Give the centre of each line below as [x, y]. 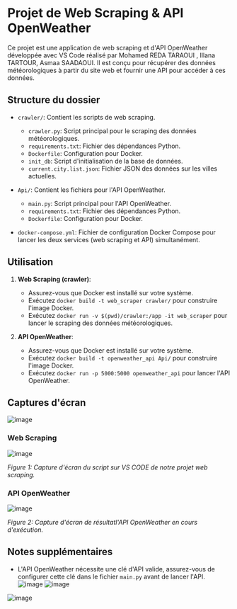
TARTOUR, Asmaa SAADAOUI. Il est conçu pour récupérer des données [111, 62]
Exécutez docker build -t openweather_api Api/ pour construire [123, 358]
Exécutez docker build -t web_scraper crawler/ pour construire [123, 300]
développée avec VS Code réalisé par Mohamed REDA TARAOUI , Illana [111, 55]
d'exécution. [25, 530]
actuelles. [42, 176]
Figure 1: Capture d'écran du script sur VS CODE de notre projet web [108, 467]
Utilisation [30, 262]
